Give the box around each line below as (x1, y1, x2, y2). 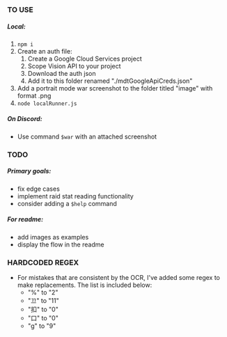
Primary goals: (7, 167, 52, 175)
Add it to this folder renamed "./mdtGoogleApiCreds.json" (27, 77, 193, 85)
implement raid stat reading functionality (17, 191, 134, 200)
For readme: (7, 215, 44, 224)
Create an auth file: (17, 47, 72, 55)
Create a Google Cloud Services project (27, 54, 142, 63)
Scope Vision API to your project (27, 61, 121, 70)
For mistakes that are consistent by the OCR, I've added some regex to (17, 274, 221, 282)
